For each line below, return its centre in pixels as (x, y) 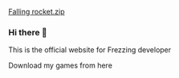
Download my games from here (60, 66)
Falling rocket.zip (37, 12)
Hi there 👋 (28, 32)
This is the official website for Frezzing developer (90, 50)
